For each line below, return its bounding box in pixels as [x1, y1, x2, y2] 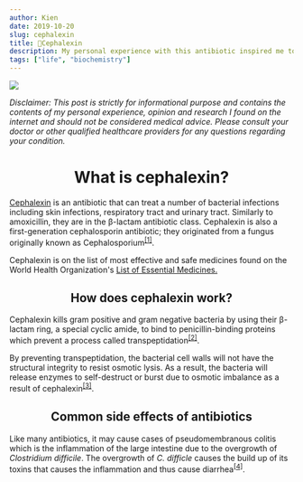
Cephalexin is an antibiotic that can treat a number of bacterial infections [9, 196, 280, 208]
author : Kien [9, 13, 59, 23]
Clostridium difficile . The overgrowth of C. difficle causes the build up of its [9, 452, 289, 463]
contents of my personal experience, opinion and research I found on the [9, 107, 281, 118]
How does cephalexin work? [70, 290, 233, 306]
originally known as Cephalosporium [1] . [9, 235, 155, 248]
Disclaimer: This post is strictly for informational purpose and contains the [9, 97, 287, 108]
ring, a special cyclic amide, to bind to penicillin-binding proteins [35, 324, 276, 335]
